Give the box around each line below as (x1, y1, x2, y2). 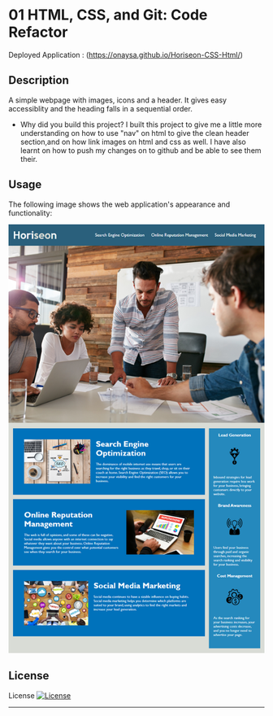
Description (8, 73, 69, 87)
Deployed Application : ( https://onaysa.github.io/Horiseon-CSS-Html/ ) (8, 50, 244, 59)
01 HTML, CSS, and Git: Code (8, 6, 208, 24)
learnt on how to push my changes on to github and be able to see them (19, 145, 262, 155)
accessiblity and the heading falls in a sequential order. (8, 103, 193, 113)
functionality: (8, 207, 53, 217)
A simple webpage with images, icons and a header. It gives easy (8, 95, 227, 105)
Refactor (8, 23, 68, 41)
